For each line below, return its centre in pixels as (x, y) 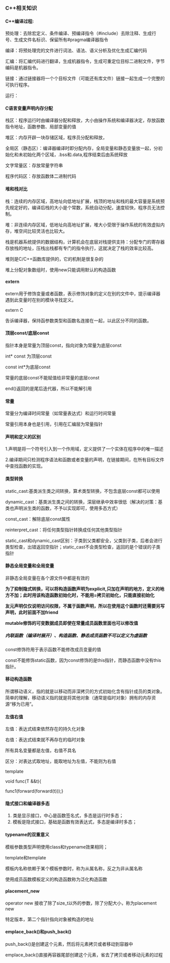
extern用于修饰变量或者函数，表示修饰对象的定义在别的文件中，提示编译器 (83, 294)
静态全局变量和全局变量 (30, 566)
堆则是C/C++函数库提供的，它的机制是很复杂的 (54, 259)
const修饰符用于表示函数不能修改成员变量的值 (53, 649)
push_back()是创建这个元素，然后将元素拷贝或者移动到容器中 (69, 944)
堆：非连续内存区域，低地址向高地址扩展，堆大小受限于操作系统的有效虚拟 (83, 224)
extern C (14, 310)
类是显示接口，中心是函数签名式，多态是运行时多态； (68, 816)
